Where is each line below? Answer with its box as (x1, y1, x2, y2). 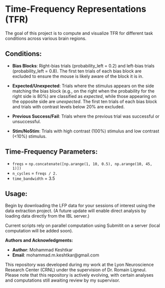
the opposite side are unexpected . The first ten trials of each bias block (12, 98, 158, 104)
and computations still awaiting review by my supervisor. (5, 277, 120, 284)
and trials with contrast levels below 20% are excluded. (12, 103, 125, 109)
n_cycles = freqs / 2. (12, 170, 58, 176)
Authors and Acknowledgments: (5, 237, 73, 243)
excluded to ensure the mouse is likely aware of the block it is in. (12, 73, 144, 79)
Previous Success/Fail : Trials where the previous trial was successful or (12, 113, 160, 119)
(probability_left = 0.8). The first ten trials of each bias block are (12, 68, 142, 74)
